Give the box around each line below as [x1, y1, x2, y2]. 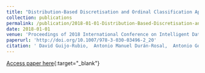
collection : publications [6, 15, 72, 21]
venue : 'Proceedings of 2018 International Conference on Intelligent [6, 32, 190, 38]
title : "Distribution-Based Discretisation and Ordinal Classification [6, 9, 192, 15]
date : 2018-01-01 [6, 26, 51, 32]
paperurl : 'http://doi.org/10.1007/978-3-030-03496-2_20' [6, 37, 157, 43]
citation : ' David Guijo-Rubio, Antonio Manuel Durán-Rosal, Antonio [6, 43, 192, 49]
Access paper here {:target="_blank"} [6, 59, 100, 67]
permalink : [6, 20, 34, 26]
